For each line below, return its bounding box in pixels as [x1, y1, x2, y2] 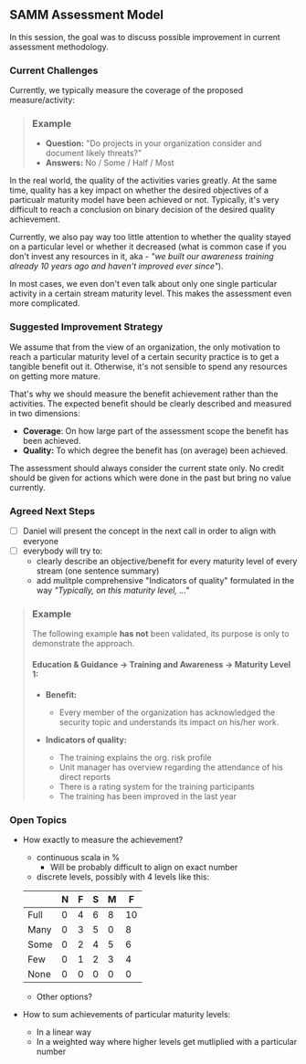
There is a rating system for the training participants [58, 781, 255, 792]
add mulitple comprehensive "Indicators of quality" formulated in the [36, 575, 295, 586]
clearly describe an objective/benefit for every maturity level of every [36, 556, 298, 567]
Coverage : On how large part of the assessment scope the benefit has [22, 425, 290, 437]
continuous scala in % [36, 851, 121, 862]
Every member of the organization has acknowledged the [58, 707, 276, 718]
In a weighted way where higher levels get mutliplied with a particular [36, 1036, 298, 1047]
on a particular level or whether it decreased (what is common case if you [9, 241, 287, 252]
